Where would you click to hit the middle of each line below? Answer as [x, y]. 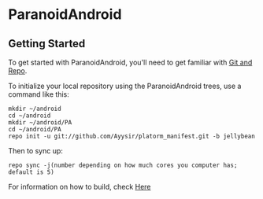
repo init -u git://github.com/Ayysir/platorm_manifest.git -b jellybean [132, 136]
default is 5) [31, 172]
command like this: [39, 94]
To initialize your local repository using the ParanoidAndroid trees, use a [125, 86]
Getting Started [47, 44]
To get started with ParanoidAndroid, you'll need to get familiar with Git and [130, 62]
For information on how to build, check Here [80, 187]
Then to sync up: [35, 151]
